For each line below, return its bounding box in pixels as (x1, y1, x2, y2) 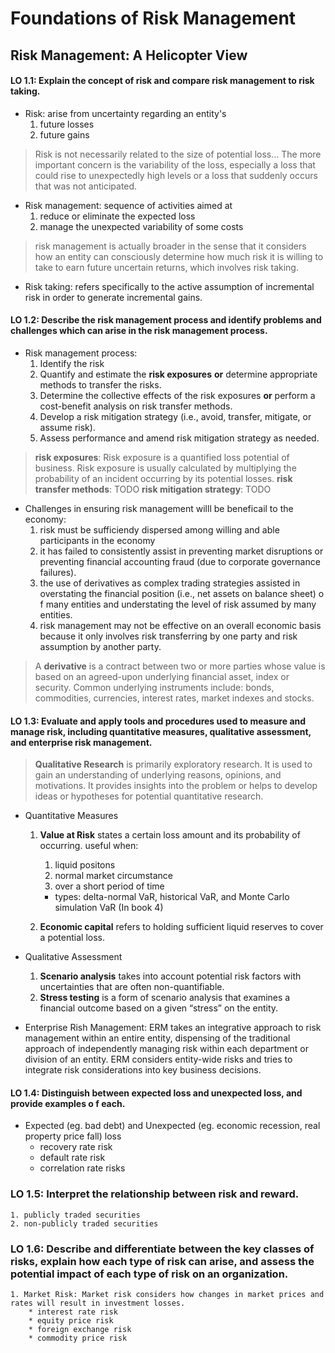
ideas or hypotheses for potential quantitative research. (34, 790, 264, 802)
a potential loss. (39, 932, 105, 944)
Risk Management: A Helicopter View (10, 47, 248, 64)
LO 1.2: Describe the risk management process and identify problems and (10, 314, 322, 326)
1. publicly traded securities (10, 1210, 141, 1220)
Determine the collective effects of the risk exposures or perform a (39, 389, 316, 401)
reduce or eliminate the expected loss (39, 210, 196, 222)
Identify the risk (39, 357, 105, 369)
